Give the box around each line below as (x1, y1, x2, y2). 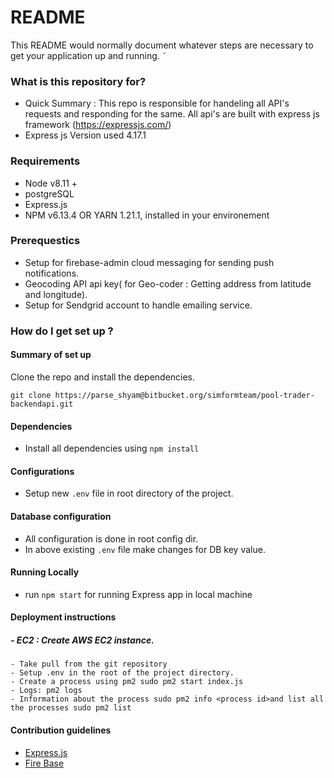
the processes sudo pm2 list (10, 703, 132, 713)
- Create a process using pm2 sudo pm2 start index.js (10, 677, 244, 687)
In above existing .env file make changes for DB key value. (24, 543, 266, 555)
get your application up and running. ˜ (10, 49, 167, 61)
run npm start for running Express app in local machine (24, 588, 253, 600)
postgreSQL (24, 187, 75, 200)
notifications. (24, 267, 80, 279)
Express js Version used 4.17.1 (24, 129, 147, 141)
